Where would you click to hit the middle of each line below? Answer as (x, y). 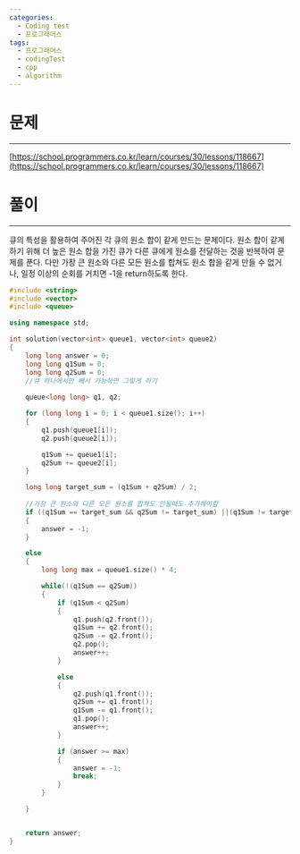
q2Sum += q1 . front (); (113, 702)
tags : (19, 42)
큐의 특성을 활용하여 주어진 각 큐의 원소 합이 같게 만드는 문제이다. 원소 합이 (139, 240)
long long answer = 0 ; (67, 355)
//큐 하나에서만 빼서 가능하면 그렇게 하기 (92, 381)
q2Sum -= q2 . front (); (113, 636)
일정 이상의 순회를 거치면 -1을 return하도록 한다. (104, 273)
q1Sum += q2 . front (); (113, 628)
